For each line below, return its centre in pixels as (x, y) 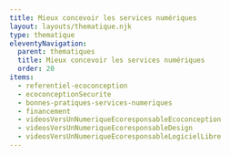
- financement (44, 111)
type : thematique (42, 35)
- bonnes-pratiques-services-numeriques (95, 103)
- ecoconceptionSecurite (65, 94)
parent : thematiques (56, 52)
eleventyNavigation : (49, 43)
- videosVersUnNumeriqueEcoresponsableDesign (105, 129)
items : (22, 77)
